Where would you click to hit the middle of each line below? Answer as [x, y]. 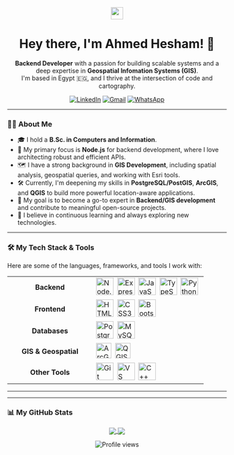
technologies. [37, 223]
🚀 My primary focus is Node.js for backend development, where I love [118, 150]
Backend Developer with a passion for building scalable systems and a [117, 63]
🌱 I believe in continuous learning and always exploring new [103, 215]
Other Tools [50, 372]
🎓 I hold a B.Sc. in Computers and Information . [87, 140]
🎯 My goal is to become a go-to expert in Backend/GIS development [116, 200]
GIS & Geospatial [50, 352]
